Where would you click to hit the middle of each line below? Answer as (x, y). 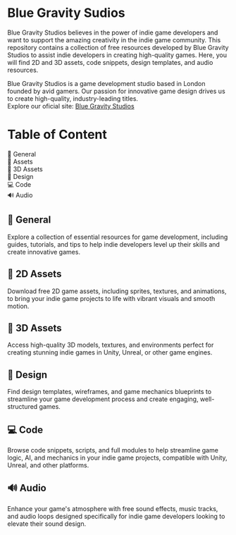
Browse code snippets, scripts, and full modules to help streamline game (113, 450)
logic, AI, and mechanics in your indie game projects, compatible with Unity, (117, 457)
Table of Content (57, 135)
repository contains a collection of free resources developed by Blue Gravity (118, 47)
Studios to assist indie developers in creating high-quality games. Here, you (117, 55)
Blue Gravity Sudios (66, 13)
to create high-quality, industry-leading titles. (73, 98)
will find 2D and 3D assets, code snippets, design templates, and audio (110, 62)
